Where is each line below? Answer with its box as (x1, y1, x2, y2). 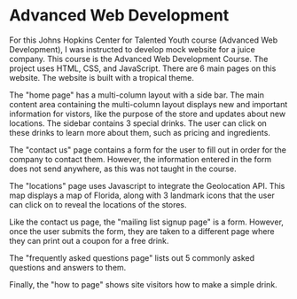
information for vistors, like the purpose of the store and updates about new (9, 108, 286, 119)
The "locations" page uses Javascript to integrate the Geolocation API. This (9, 180, 285, 191)
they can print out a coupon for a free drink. (9, 235, 169, 246)
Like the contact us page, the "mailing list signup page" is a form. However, (9, 216, 284, 227)
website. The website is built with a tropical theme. (9, 72, 195, 83)
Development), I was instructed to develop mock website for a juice (9, 43, 255, 54)
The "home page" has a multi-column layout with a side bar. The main (9, 90, 264, 100)
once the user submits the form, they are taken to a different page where (9, 225, 275, 236)
